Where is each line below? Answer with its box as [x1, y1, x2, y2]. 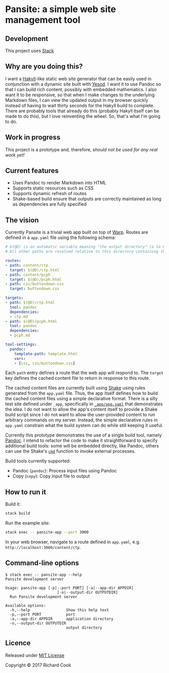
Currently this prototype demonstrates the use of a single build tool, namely [5, 432, 162, 438]
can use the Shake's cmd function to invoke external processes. [5, 448, 136, 454]
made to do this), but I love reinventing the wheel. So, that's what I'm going [5, 113, 160, 119]
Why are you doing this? [5, 62, 83, 71]
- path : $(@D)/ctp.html [5, 300, 55, 305]
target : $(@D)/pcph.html [10, 277, 62, 282]
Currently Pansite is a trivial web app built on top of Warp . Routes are [5, 229, 148, 235]
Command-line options [5, 559, 79, 568]
